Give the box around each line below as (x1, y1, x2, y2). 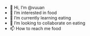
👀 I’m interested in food (9, 10, 57, 16)
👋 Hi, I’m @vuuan (9, 5, 45, 10)
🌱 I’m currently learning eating (9, 15, 71, 20)
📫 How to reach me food (9, 26, 61, 31)
